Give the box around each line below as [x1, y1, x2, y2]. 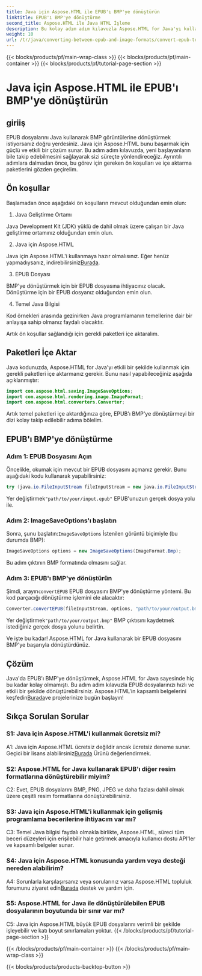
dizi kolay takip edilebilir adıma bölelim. [6, 417, 103, 424]
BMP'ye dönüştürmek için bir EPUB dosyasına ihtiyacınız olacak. [6, 282, 166, 290]
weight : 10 [6, 31, 34, 37]
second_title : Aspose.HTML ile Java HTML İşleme [6, 20, 130, 26]
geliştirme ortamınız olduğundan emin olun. [6, 229, 114, 236]
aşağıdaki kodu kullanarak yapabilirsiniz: [6, 472, 106, 480]
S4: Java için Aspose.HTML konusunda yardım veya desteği [6, 857, 186, 865]
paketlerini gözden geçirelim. [6, 166, 78, 173]
